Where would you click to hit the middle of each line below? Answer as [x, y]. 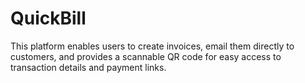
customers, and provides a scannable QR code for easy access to [146, 56]
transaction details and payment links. [88, 67]
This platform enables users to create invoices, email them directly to [152, 46]
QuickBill [48, 18]
